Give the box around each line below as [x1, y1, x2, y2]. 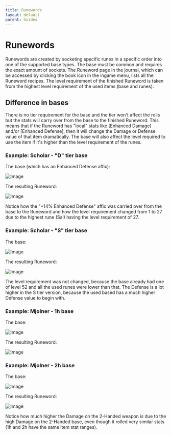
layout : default [5, 12, 40, 17]
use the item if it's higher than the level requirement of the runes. [5, 139, 142, 145]
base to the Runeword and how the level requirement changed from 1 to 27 [5, 209, 162, 215]
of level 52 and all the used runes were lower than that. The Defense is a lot [5, 284, 164, 290]
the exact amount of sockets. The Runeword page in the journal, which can [5, 67, 163, 73]
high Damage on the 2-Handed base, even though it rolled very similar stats [5, 419, 165, 425]
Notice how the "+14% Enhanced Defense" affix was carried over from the [5, 203, 162, 209]
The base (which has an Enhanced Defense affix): [5, 164, 111, 170]
